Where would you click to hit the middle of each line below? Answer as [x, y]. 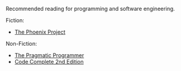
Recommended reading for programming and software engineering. [90, 9]
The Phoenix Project [40, 32]
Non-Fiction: [21, 44]
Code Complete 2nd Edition [49, 62]
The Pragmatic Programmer [49, 55]
